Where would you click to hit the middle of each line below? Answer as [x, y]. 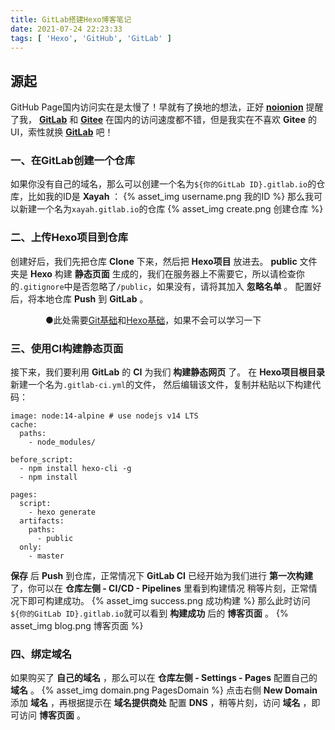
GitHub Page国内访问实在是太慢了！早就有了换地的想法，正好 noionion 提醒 [167, 107]
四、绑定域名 [41, 654]
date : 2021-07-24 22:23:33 [66, 29]
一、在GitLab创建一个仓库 [73, 161]
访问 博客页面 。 [52, 715]
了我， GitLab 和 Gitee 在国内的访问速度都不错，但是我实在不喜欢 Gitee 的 [163, 120]
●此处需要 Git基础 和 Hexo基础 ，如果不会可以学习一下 [153, 320]
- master [46, 556]
